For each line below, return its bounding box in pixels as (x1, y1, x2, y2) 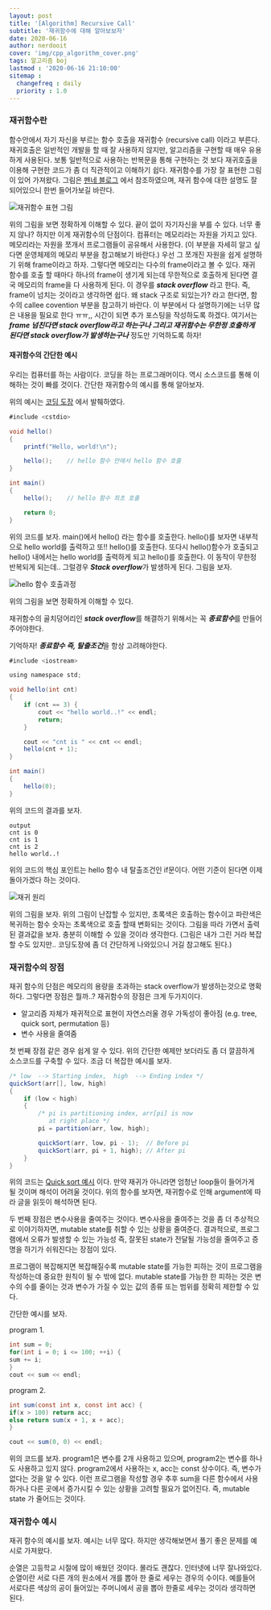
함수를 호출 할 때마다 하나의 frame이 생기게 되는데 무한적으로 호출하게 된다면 (9, 269, 250, 279)
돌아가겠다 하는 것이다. (9, 875, 80, 884)
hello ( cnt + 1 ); (23, 745, 79, 754)
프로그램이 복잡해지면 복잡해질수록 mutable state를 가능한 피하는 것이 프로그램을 (9, 1262, 263, 1271)
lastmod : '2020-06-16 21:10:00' (9, 64, 121, 73)
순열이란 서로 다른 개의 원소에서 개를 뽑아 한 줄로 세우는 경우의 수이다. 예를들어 (9, 1573, 256, 1583)
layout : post (9, 11, 53, 20)
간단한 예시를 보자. (9, 1309, 68, 1319)
